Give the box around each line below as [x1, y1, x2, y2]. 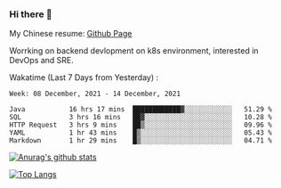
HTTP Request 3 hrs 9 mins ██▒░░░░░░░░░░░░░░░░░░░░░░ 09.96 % [9, 120, 273, 130]
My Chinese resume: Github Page [9, 29, 132, 39]
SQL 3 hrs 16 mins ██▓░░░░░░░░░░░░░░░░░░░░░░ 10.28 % [9, 113, 273, 122]
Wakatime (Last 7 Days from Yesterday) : [9, 72, 159, 83]
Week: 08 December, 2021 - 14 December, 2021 [9, 89, 181, 99]
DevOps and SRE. [9, 55, 74, 66]
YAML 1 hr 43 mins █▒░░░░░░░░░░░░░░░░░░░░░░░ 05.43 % [9, 128, 273, 137]
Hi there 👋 [9, 8, 53, 20]
